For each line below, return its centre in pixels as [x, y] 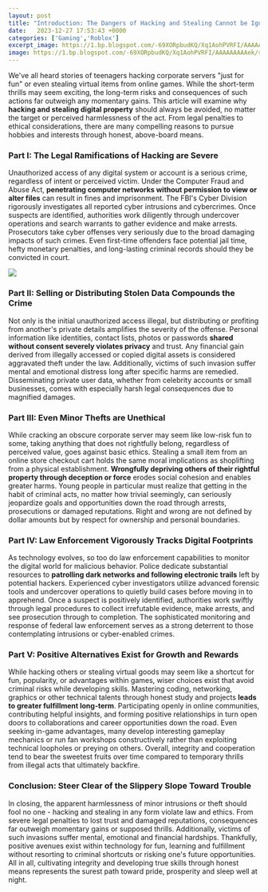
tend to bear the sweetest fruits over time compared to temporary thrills [126, 757]
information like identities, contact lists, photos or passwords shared [121, 337]
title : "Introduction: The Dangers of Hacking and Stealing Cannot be [128, 23]
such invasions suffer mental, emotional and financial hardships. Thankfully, [133, 837]
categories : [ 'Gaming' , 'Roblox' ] [64, 38]
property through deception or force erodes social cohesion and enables [130, 477]
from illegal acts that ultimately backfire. [74, 765]
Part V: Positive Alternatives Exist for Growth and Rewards [124, 655]
